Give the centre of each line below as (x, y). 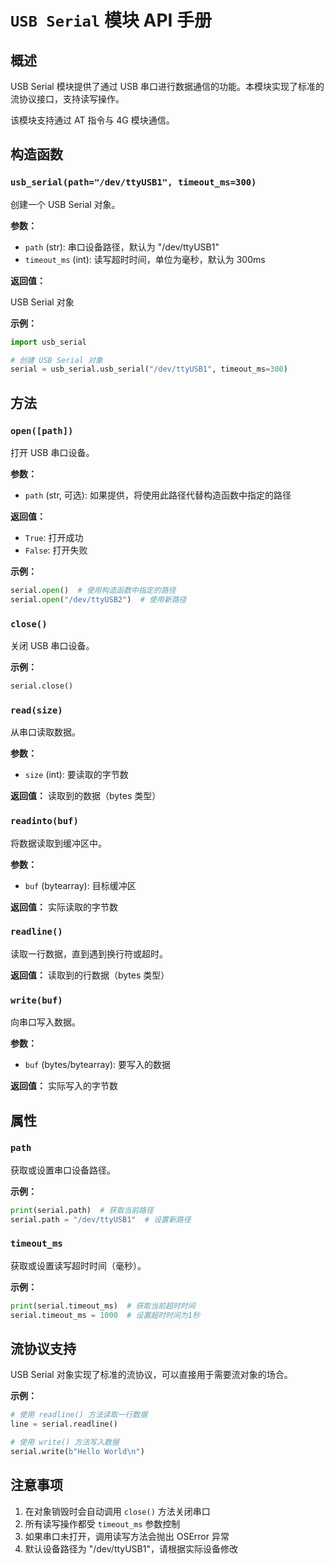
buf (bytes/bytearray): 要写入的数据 (98, 1065)
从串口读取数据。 (45, 732)
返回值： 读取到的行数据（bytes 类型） (90, 975)
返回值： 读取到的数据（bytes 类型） (86, 796)
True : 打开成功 (54, 537)
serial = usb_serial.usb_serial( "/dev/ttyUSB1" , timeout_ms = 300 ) (149, 369)
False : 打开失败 (56, 550)
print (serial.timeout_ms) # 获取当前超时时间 (103, 1306)
